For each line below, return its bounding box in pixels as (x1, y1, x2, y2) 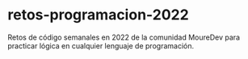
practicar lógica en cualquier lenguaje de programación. (7, 40, 195, 50)
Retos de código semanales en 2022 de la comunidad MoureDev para (7, 32, 240, 42)
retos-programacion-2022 (7, 6, 189, 24)
